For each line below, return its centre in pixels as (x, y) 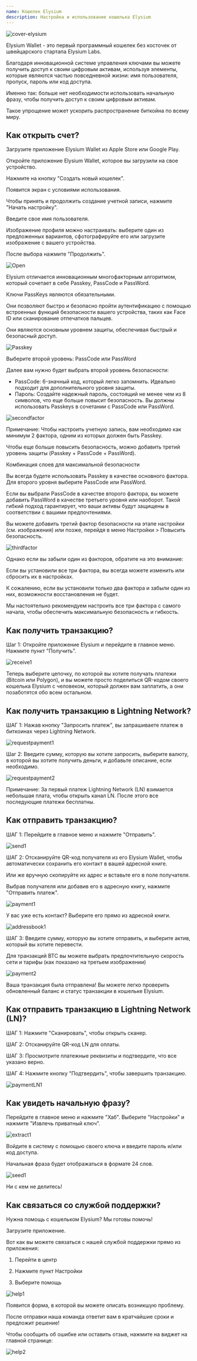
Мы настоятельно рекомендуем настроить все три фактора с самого (94, 606)
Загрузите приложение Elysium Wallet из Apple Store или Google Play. (93, 149)
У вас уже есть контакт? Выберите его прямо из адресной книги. (88, 915)
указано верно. (25, 1062)
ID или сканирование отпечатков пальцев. (59, 319)
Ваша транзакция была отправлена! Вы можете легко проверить (88, 985)
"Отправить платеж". (32, 892)
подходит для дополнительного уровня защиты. (75, 388)
